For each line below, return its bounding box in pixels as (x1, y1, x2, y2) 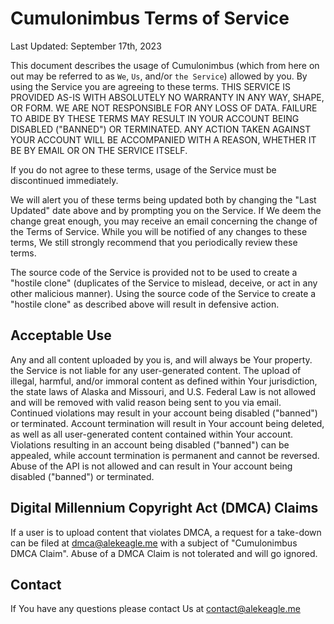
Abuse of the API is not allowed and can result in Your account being (10, 460, 293, 472)
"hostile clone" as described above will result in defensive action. (10, 298, 280, 310)
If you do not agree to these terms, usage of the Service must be (10, 163, 277, 176)
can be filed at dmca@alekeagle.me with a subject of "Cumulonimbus (10, 537, 298, 549)
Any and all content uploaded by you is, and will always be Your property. (10, 353, 313, 366)
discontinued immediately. (10, 174, 119, 186)
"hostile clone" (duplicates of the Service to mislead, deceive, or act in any (10, 277, 318, 289)
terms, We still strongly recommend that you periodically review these (10, 236, 298, 248)
